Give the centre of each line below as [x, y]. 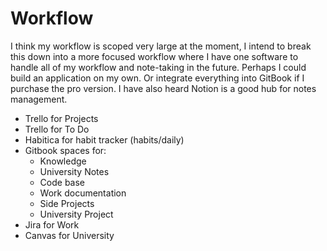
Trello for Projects [61, 118]
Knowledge [63, 161]
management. [39, 99]
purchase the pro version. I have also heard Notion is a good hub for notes [163, 88]
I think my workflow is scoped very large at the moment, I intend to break [161, 46]
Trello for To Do [57, 129]
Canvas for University [69, 235]
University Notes [74, 171]
